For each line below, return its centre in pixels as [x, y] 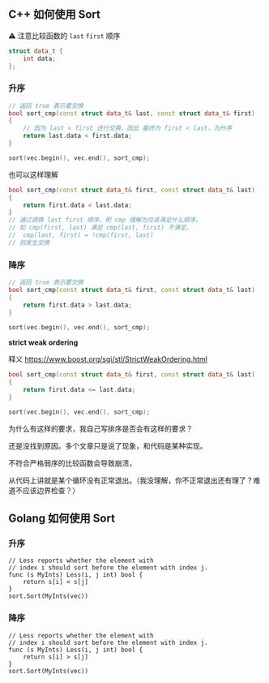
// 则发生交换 [29, 243]
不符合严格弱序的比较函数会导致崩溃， [72, 463]
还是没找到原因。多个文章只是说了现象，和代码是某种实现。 [108, 445]
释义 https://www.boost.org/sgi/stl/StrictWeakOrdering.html [108, 359]
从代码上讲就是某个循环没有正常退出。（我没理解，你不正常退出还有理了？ [131, 480]
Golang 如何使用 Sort [62, 519]
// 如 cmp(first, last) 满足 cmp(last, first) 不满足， [100, 228]
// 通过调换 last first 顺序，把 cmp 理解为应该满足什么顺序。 [105, 220]
